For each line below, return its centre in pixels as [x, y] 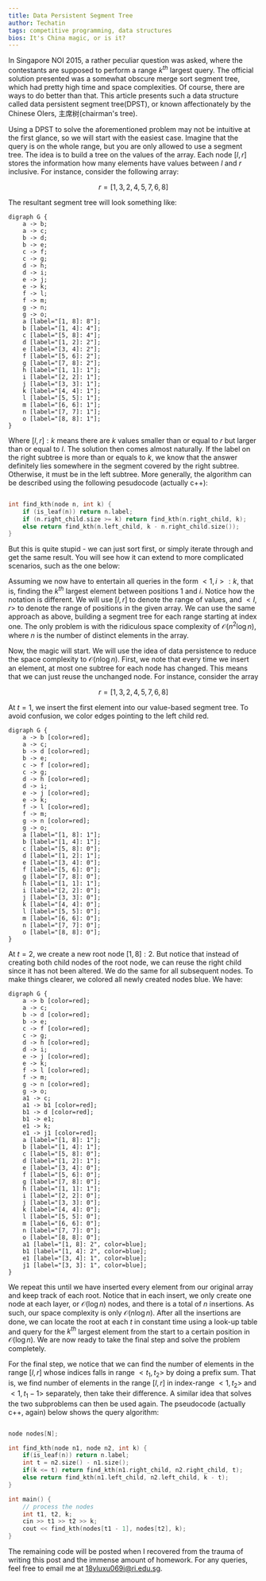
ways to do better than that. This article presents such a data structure [123, 95]
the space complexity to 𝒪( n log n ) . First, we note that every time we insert [129, 659]
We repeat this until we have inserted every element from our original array [131, 1287]
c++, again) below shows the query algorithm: [84, 1412]
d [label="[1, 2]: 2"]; [62, 342]
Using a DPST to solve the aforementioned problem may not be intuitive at [129, 129]
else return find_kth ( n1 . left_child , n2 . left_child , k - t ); [126, 1478]
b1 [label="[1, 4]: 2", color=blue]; [85, 1251]
